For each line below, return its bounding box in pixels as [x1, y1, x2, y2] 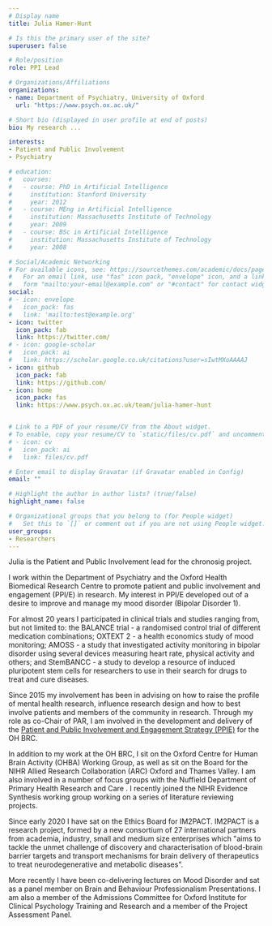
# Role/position [8, 56, 63, 65]
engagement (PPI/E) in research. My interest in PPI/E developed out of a [8, 590, 249, 600]
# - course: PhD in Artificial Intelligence [8, 183, 168, 191]
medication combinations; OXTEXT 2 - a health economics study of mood [8, 631, 254, 641]
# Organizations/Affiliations [8, 79, 111, 87]
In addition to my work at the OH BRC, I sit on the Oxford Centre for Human [8, 749, 258, 759]
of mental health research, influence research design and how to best [8, 699, 241, 708]
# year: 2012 [8, 198, 67, 206]
